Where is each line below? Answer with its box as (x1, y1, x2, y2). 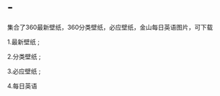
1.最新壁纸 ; (7, 37, 40, 46)
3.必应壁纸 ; (7, 67, 41, 75)
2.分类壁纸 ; (7, 52, 41, 61)
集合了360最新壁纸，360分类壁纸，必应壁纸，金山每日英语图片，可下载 (7, 23, 214, 31)
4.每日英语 (7, 81, 38, 90)
